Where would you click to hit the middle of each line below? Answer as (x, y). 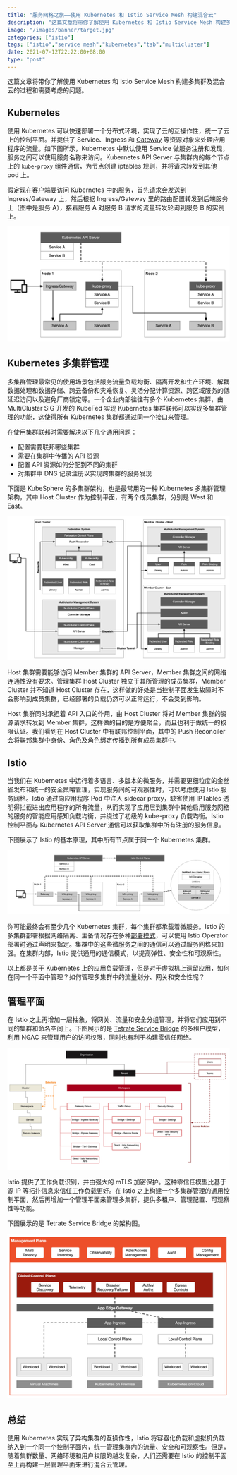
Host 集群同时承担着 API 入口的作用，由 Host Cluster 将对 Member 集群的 (114, 714)
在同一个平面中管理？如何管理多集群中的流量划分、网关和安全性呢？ (106, 977)
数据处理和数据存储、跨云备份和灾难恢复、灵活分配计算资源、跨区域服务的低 (119, 390)
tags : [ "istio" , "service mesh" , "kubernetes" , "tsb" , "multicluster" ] (109, 45)
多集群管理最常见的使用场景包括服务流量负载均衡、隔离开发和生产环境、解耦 (119, 382)
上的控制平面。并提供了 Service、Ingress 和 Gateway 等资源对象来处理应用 (116, 139)
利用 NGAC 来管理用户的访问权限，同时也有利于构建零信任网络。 (101, 1038)
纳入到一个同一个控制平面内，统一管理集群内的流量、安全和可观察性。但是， (119, 1447)
